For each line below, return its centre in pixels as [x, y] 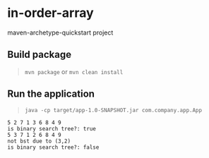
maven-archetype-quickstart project [60, 32]
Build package [40, 55]
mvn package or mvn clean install [74, 71]
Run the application [51, 94]
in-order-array [50, 13]
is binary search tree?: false [53, 147]
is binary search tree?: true [52, 128]
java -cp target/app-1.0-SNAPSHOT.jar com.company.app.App [113, 110]
